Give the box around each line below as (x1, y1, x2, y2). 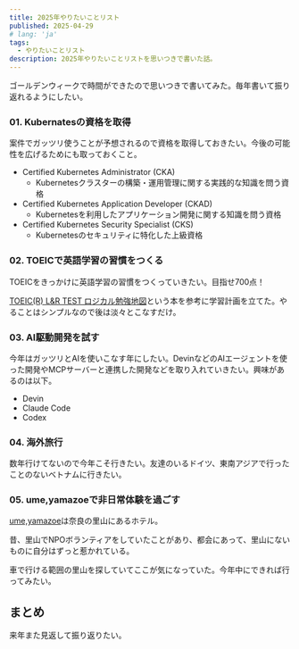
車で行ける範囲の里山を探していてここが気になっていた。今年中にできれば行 (9, 564, 290, 576)
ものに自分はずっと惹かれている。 (9, 545, 135, 556)
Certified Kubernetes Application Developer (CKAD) (21, 198, 212, 210)
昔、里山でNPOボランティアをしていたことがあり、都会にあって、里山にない (9, 535, 290, 545)
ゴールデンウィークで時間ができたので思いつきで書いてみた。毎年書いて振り (9, 80, 291, 90)
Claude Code (21, 403, 71, 413)
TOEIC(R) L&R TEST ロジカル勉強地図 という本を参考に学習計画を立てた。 (9, 295, 280, 306)
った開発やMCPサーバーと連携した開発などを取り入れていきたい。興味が (9, 363, 278, 375)
